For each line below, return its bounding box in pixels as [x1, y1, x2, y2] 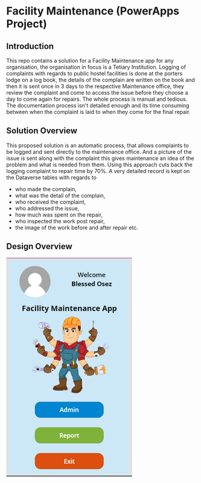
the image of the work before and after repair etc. [14, 224, 139, 231]
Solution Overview [6, 125, 77, 136]
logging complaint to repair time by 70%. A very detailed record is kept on [6, 167, 190, 174]
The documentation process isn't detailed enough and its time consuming [6, 102, 190, 109]
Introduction [6, 41, 54, 51]
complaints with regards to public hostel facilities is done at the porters [6, 70, 183, 77]
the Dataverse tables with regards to [6, 174, 97, 181]
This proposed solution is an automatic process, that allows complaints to [6, 142, 189, 149]
